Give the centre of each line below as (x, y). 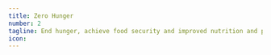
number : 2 (25, 23)
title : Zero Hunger (41, 16)
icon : (17, 38)
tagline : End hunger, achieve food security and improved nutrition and (133, 31)
